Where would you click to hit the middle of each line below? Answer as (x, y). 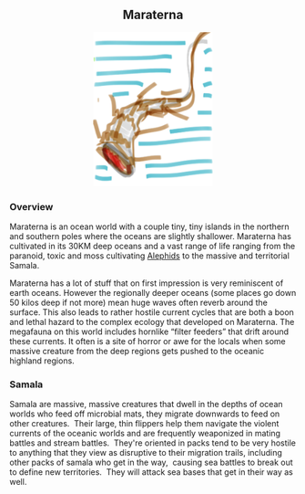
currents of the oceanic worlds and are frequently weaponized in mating (145, 434)
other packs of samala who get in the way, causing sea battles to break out (151, 462)
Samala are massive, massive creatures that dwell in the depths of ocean (147, 405)
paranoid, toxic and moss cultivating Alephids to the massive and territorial (149, 256)
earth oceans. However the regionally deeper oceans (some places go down (153, 293)
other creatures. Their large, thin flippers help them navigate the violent (144, 424)
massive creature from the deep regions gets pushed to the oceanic (137, 352)
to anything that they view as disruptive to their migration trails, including (146, 453)
